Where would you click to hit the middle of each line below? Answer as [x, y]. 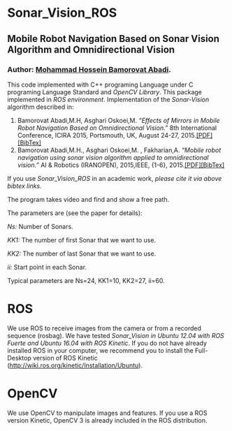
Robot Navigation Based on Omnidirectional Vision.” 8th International [117, 128]
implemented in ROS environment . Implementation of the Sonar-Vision [108, 99]
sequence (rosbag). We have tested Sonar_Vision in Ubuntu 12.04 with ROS [116, 335]
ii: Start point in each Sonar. [47, 267]
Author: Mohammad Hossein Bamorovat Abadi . [89, 69]
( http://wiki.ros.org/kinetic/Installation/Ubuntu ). [75, 365]
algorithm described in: [41, 107]
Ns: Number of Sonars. [40, 226]
